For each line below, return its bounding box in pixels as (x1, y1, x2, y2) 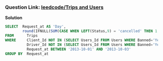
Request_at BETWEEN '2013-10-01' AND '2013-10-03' (26, 46, 131, 52)
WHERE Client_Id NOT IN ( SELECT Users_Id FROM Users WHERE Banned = (5, 38, 153, 43)
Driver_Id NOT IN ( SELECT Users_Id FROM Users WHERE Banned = (26, 42, 153, 47)
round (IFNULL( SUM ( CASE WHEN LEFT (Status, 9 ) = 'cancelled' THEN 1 (22, 29, 158, 34)
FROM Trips (5, 33, 38, 38)
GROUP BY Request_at (5, 51, 49, 56)
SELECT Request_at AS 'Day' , (5, 24, 66, 29)
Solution (5, 15, 23, 21)
